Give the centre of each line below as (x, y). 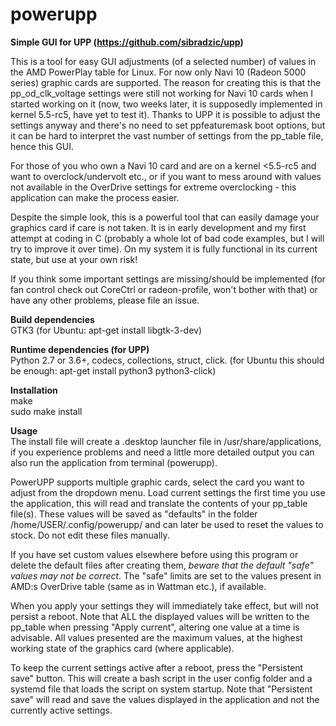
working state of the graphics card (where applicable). (122, 648)
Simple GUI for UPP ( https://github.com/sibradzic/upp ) (127, 42)
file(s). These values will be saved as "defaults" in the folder (134, 514)
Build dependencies (52, 319)
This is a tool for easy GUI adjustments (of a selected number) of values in (163, 61)
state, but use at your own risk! (74, 259)
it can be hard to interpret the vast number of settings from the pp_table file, (167, 135)
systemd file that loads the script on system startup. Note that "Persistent (161, 689)
